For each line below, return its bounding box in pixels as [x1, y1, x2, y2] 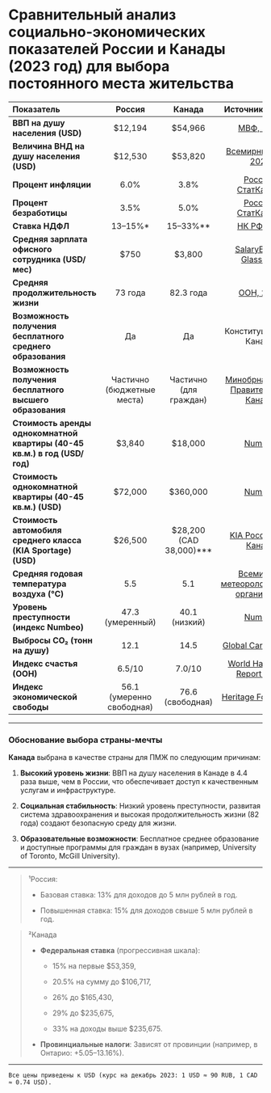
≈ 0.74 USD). [8, 1078, 52, 1087]
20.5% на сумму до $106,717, [52, 977, 152, 987]
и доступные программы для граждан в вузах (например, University [19, 842, 256, 852]
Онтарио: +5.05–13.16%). [40, 1049, 125, 1058]
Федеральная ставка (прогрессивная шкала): [40, 946, 200, 956]
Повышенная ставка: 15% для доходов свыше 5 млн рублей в [40, 905, 253, 915]
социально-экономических [8, 23, 206, 41]
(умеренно [108, 691, 152, 703]
